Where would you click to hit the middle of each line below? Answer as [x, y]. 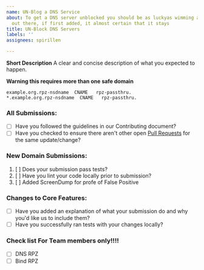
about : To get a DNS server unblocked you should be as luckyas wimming [100, 18]
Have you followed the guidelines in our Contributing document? [96, 126]
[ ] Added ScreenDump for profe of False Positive [77, 182]
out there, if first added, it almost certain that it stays [91, 23]
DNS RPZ [27, 254]
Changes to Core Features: [47, 197]
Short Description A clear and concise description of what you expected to [101, 63]
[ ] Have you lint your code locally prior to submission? [83, 176]
